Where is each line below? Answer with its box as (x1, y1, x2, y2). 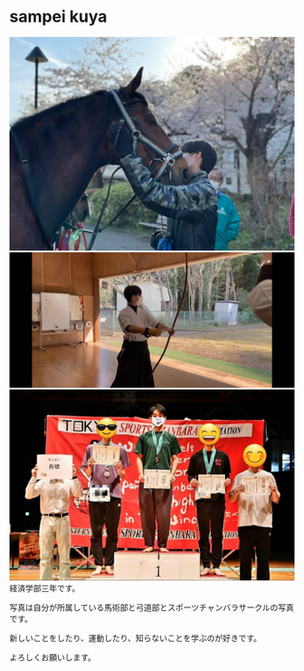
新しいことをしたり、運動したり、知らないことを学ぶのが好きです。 (9, 632, 262, 643)
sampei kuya (9, 6, 108, 27)
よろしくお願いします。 (9, 651, 97, 663)
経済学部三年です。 (9, 582, 81, 593)
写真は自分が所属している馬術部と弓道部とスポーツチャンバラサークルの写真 (9, 601, 294, 613)
